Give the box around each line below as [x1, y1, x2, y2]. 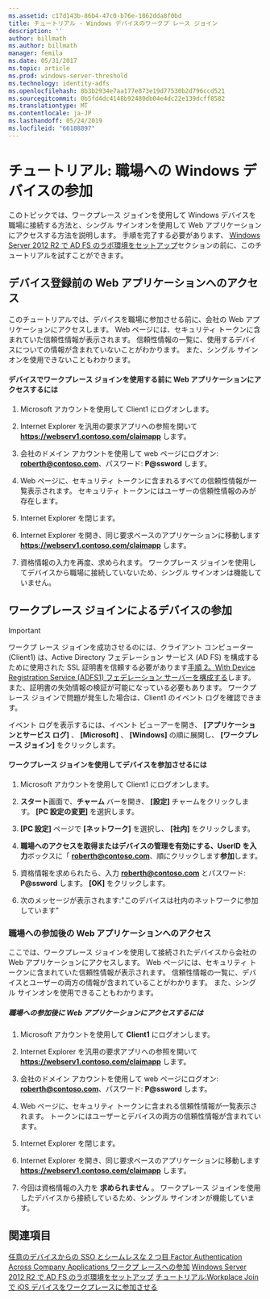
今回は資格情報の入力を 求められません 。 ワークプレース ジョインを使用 [19, 1183, 261, 1192]
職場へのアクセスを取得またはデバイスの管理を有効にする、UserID [19, 841, 242, 850]
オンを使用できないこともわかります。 [8, 354, 135, 364]
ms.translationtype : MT [8, 102, 89, 110]
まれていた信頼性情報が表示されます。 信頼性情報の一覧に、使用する [8, 334, 235, 344]
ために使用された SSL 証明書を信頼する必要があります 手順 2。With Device [8, 662, 255, 672]
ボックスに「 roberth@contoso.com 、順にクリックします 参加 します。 [27, 850, 262, 860]
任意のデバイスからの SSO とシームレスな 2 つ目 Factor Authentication [8, 1251, 243, 1261]
